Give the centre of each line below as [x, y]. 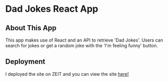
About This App [31, 28]
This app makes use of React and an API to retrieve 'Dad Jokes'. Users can [84, 40]
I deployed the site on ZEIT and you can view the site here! [67, 74]
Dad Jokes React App [52, 9]
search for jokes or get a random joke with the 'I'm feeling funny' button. [82, 46]
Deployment [25, 62]
